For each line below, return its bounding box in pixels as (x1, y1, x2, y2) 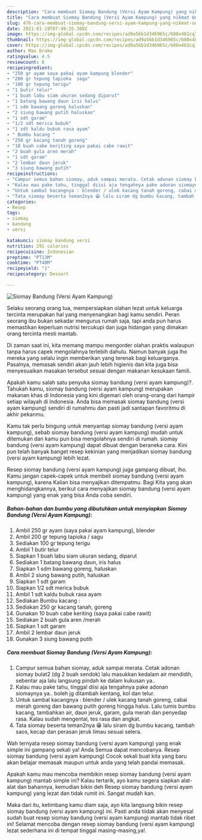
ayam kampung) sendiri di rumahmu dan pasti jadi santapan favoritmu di (7, 404, 185, 412)
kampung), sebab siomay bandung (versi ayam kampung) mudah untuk (7, 428, 183, 436)
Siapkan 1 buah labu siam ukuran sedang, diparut (15, 552, 137, 559)
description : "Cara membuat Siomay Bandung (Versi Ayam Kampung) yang (7, 8, 187, 15)
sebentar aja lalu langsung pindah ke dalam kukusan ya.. (15, 677, 155, 684)
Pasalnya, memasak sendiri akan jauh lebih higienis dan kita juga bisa (7, 361, 179, 368)
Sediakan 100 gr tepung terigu (15, 539, 91, 547)
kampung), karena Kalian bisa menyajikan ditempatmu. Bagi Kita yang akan (7, 478, 192, 485)
